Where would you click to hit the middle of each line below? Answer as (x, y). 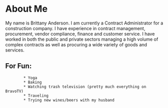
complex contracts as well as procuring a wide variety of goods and (76, 44)
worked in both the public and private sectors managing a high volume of (82, 39)
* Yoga (30, 78)
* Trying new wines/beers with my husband (69, 100)
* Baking (33, 82)
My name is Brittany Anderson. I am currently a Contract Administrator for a (84, 23)
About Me (26, 9)
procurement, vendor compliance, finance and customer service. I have (80, 34)
